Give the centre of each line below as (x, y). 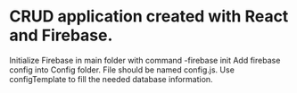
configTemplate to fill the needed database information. (111, 79)
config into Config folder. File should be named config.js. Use (122, 70)
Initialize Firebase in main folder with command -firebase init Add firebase (145, 60)
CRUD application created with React (149, 17)
